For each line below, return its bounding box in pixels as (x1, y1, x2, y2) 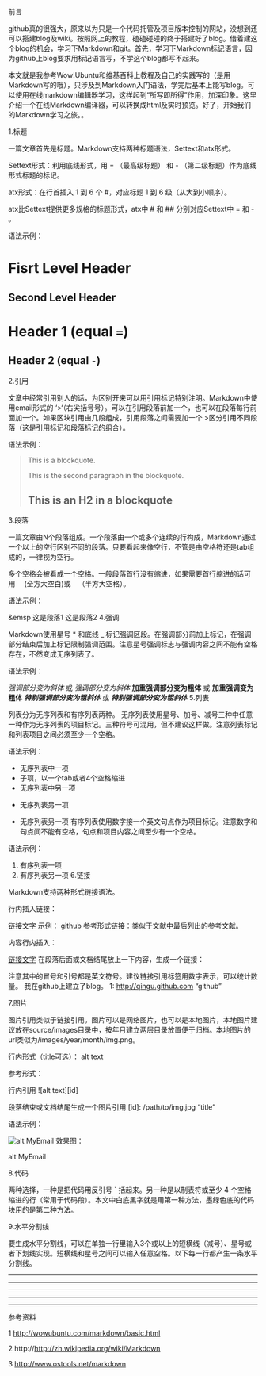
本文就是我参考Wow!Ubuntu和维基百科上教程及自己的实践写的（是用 (8, 71, 231, 79)
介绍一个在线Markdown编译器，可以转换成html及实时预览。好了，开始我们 (8, 100, 252, 109)
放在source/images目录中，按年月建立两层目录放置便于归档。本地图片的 (14, 1025, 251, 1035)
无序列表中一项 (19, 764, 69, 773)
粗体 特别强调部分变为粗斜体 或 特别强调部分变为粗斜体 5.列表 (8, 693, 210, 703)
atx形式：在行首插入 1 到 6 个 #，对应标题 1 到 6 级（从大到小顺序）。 (8, 187, 232, 197)
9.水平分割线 (8, 1222, 50, 1232)
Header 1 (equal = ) (8, 322, 129, 340)
